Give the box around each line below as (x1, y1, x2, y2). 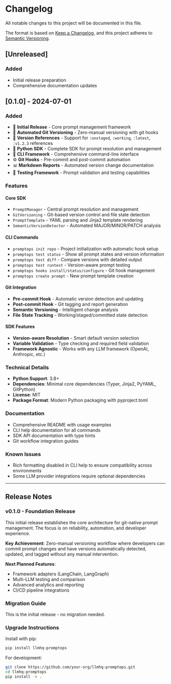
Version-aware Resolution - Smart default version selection (12, 335, 139, 341)
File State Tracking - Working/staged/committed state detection (12, 312, 148, 318)
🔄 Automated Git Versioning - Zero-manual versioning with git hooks (12, 130, 159, 136)
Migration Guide (5, 600, 46, 607)
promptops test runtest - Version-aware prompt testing (12, 262, 131, 268)
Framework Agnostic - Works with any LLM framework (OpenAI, (12, 346, 149, 352)
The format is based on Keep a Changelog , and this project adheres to (5, 30, 153, 36)
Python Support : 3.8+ (12, 375, 60, 382)
